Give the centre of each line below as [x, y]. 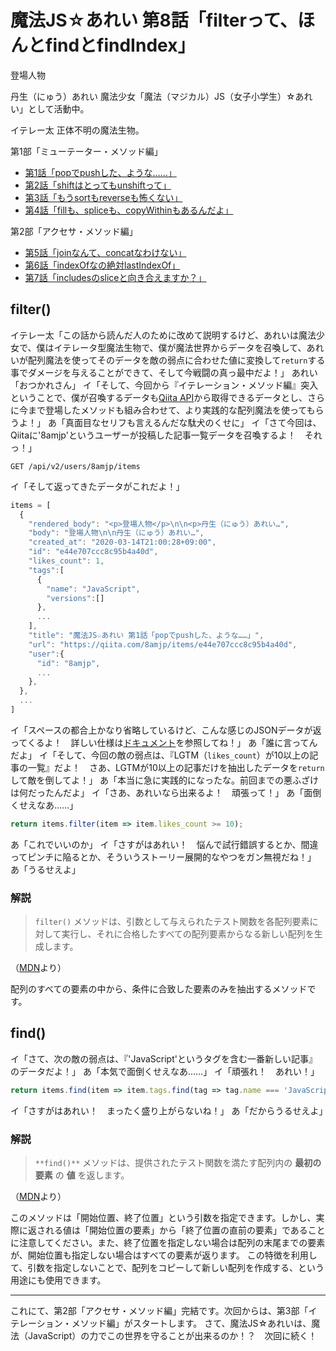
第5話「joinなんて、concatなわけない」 [105, 252]
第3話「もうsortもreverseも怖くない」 [103, 197]
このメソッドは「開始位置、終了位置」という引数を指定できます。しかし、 [163, 1218]
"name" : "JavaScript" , [93, 589]
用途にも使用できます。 [58, 1280]
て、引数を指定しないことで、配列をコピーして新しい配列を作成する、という [167, 1268]
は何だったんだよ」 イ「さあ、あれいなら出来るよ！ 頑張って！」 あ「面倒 [166, 792]
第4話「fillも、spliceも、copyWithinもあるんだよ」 [129, 210]
